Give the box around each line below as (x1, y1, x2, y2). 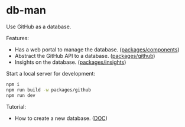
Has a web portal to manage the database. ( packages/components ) (14, 45, 180, 53)
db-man (6, 4, 46, 17)
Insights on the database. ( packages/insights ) (14, 58, 126, 66)
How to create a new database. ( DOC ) (14, 115, 108, 122)
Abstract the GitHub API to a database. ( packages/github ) (14, 52, 155, 59)
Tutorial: (6, 103, 27, 110)
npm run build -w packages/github (6, 87, 92, 93)
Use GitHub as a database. (6, 23, 72, 30)
